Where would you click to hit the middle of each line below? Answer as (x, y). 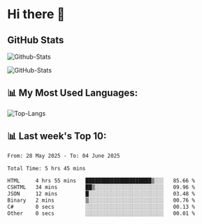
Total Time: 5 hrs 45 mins (46, 168)
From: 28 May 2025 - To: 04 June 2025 (64, 156)
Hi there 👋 (36, 14)
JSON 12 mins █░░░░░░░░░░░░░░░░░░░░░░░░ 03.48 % (101, 194)
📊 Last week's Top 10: (57, 136)
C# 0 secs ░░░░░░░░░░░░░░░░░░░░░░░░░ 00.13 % (101, 207)
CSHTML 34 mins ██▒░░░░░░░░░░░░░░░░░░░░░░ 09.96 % (101, 188)
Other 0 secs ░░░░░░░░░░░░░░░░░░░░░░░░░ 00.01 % (101, 213)
